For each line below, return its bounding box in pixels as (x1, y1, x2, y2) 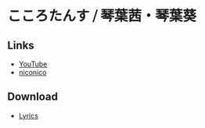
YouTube (18, 59, 48, 69)
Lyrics (18, 111, 38, 120)
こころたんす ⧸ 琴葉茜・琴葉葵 (7, 7, 197, 25)
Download (7, 91, 58, 104)
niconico (18, 68, 47, 76)
